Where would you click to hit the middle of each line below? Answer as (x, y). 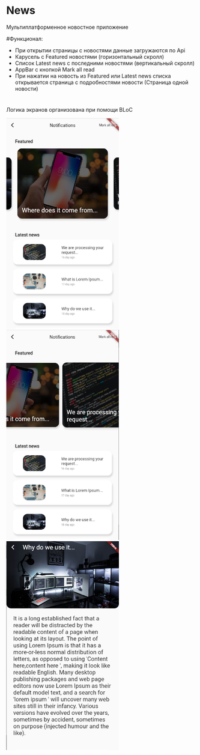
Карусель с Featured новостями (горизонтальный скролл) (89, 56)
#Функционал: (25, 38)
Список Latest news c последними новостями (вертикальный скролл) (105, 63)
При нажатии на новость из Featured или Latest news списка (93, 76)
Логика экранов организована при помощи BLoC (70, 110)
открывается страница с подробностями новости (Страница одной (102, 82)
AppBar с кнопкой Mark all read (55, 69)
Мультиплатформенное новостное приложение (67, 27)
